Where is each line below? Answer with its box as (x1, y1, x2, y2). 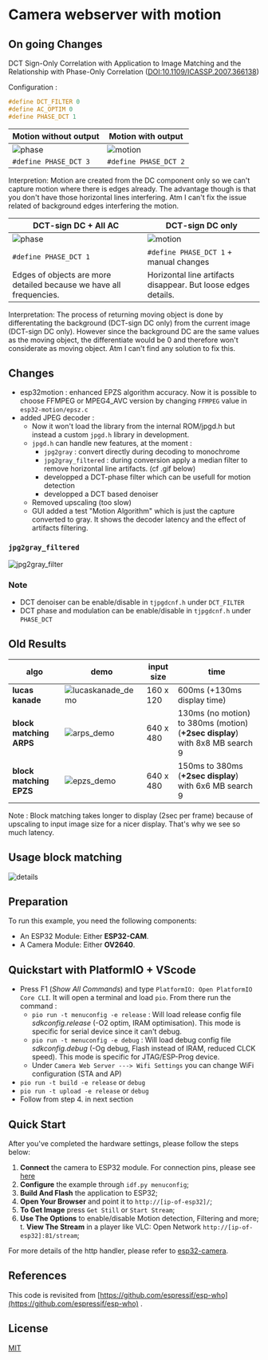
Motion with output (108, 130, 183, 141)
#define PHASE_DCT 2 (107, 157, 185, 166)
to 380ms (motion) (177, 717, 249, 728)
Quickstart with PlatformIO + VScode (8, 963, 197, 976)
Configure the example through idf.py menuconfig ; (19, 1180, 190, 1189)
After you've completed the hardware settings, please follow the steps (8, 1139, 239, 1149)
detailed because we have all (12, 279, 121, 290)
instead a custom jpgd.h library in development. (31, 430, 190, 440)
